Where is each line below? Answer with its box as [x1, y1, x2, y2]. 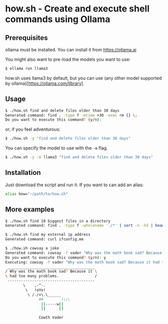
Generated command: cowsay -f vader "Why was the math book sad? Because [5, 250, 162, 255]
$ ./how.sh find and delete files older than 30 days [5, 108, 120, 113]
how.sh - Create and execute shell [5, 3, 150, 14]
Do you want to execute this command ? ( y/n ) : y [5, 255, 106, 260]
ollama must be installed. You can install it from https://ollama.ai [5, 47, 136, 52]
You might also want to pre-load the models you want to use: [5, 56, 131, 62]
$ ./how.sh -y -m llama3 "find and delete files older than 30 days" [5, 155, 153, 160]
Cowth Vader [38, 315, 64, 320]
